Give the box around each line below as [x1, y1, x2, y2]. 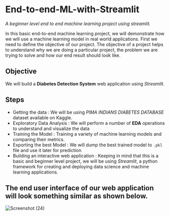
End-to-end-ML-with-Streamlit [5, 4, 139, 15]
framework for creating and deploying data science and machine [12, 163, 149, 169]
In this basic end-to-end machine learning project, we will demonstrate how [5, 30, 165, 36]
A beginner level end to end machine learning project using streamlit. [5, 20, 151, 27]
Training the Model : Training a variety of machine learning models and [12, 131, 162, 137]
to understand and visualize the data [12, 125, 90, 132]
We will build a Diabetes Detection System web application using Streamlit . [5, 80, 165, 87]
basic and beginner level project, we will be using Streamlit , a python [12, 158, 158, 164]
